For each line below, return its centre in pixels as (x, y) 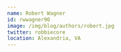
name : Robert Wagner (37, 13)
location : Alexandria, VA (44, 38)
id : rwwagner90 (29, 20)
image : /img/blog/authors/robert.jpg (61, 26)
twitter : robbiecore (37, 32)
